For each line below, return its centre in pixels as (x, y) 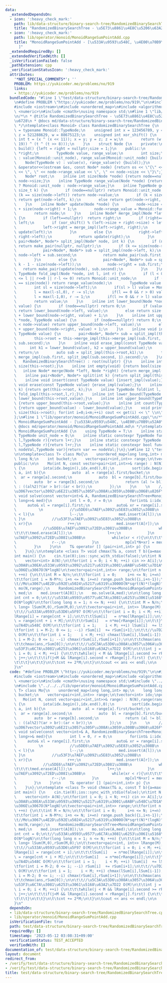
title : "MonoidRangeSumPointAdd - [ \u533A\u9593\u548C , (73, 42)
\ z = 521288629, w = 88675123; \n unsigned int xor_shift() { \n (85, 135)
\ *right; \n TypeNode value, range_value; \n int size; (88, 153)
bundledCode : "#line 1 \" (37, 98)
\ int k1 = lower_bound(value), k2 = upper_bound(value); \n (83, 348)
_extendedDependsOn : (31, 14)
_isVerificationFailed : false (41, 61)
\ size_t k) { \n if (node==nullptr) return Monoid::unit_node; (89, 190)
